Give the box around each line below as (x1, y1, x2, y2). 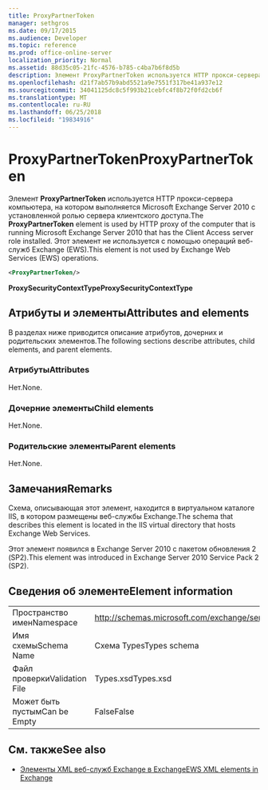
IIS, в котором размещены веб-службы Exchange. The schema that (8, 512, 234, 521)
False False (94, 706, 135, 717)
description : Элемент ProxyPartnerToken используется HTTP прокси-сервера (8, 71, 262, 79)
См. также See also (8, 743, 106, 756)
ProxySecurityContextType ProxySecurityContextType (8, 283, 193, 293)
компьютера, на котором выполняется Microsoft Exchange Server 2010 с (8, 201, 256, 212)
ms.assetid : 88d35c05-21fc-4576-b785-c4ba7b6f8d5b (8, 64, 180, 72)
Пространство (12, 607, 69, 618)
